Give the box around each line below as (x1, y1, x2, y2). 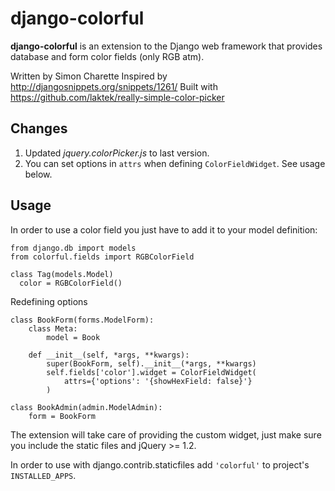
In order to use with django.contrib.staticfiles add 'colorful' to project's (10, 458, 310, 471)
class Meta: (28, 323, 78, 334)
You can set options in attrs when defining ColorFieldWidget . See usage (24, 157, 326, 169)
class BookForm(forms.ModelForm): (10, 315, 155, 325)
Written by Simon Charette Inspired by (10, 70, 168, 82)
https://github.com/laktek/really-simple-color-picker (10, 91, 225, 103)
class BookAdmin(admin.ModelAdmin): (10, 402, 163, 412)
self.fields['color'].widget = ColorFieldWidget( (46, 367, 257, 377)
